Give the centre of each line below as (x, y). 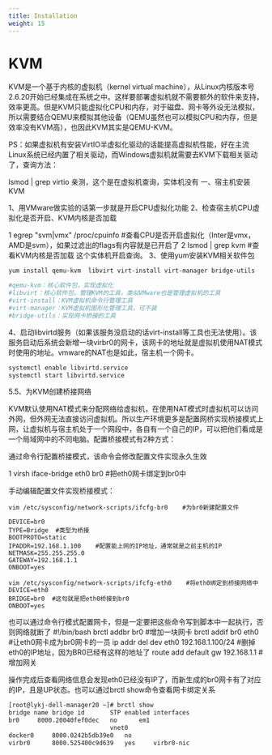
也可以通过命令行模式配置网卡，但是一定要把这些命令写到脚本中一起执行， (132, 622)
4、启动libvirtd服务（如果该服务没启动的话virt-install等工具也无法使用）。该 (133, 332)
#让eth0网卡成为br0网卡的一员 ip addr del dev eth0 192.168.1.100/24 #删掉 (132, 642)
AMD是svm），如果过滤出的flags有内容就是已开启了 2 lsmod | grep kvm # (130, 245)
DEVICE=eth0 (28, 591)
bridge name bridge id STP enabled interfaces (99, 713)
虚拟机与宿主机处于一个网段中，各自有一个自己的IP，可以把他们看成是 (146, 429)
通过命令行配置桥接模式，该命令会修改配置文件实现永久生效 (108, 456)
